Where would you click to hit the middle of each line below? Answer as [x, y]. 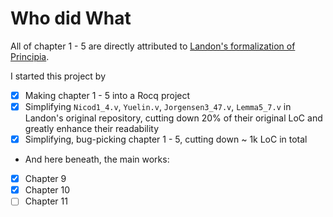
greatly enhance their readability [92, 129]
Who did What [71, 18]
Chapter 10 [47, 190]
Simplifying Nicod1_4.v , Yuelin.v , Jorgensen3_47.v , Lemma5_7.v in [158, 106]
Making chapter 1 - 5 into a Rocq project [107, 95]
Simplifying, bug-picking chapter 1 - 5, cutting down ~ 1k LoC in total [166, 139]
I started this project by [58, 76]
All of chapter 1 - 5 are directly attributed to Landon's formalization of [153, 46]
